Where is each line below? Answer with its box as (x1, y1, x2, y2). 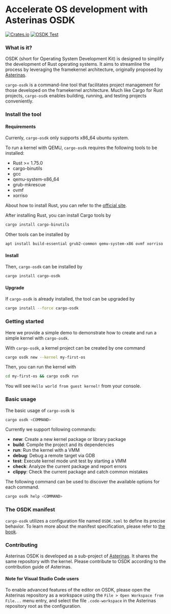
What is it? (5, 44, 32, 51)
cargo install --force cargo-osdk (5, 306, 79, 311)
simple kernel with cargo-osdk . (5, 335, 69, 341)
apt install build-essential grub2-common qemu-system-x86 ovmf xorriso (5, 241, 163, 247)
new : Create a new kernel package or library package (12, 436, 126, 443)
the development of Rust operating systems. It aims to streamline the (5, 61, 151, 67)
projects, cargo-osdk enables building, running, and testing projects (5, 93, 147, 99)
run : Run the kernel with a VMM (12, 447, 80, 453)
